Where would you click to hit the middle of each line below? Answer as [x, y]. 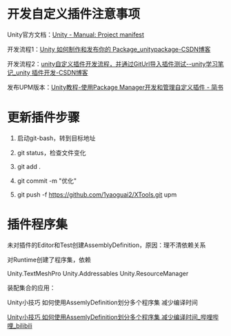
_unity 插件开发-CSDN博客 [50, 72]
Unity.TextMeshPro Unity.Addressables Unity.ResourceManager [98, 273]
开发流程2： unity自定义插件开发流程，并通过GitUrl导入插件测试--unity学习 [113, 63]
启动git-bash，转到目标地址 [56, 138]
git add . [29, 166]
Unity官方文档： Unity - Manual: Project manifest [76, 34]
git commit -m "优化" [47, 181]
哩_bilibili [20, 326]
